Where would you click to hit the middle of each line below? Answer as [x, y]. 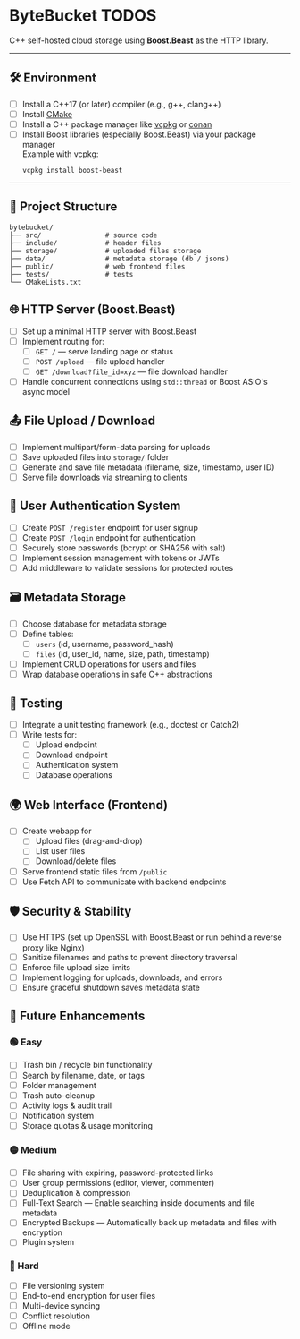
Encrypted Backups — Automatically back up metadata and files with [149, 1223]
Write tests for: [50, 735]
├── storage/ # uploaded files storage [105, 251]
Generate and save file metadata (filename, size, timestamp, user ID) [148, 467]
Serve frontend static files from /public [95, 871]
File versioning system [63, 1285]
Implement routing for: [63, 341]
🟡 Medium [33, 1149]
